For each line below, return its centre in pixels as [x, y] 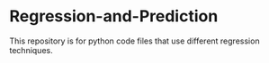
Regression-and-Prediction [114, 16]
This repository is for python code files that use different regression [134, 41]
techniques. [31, 50]
